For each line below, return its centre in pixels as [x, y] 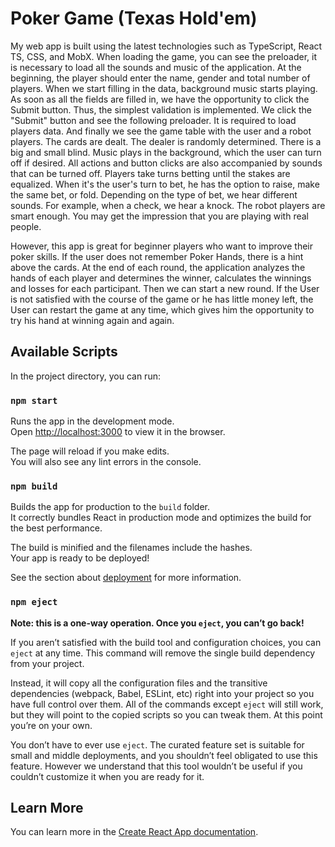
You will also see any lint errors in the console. [106, 462]
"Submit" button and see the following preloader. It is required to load [153, 120]
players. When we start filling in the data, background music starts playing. [164, 88]
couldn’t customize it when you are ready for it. [107, 776]
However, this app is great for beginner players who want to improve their [161, 246]
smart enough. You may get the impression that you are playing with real [159, 216]
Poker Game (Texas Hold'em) [134, 18]
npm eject [34, 602]
